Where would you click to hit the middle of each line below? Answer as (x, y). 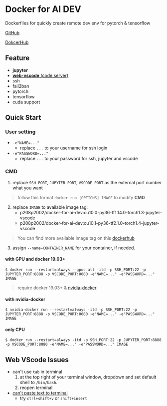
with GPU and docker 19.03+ (35, 259)
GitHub (12, 32)
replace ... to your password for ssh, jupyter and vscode (79, 159)
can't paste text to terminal (40, 393)
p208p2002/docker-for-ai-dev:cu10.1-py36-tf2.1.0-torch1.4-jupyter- (89, 223)
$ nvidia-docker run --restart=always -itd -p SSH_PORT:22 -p (71, 310)
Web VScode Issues (37, 360)
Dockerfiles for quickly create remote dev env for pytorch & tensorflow (78, 23)
